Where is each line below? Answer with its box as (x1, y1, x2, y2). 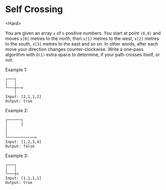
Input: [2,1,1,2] (5, 94, 42, 99)
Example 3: (5, 153, 29, 159)
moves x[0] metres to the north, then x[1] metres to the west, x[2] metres (5, 35, 159, 41)
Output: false (5, 144, 35, 149)
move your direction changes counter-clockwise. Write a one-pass (5, 46, 144, 52)
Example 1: (5, 67, 28, 73)
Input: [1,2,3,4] (5, 139, 42, 145)
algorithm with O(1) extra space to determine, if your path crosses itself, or (5, 52, 160, 58)
